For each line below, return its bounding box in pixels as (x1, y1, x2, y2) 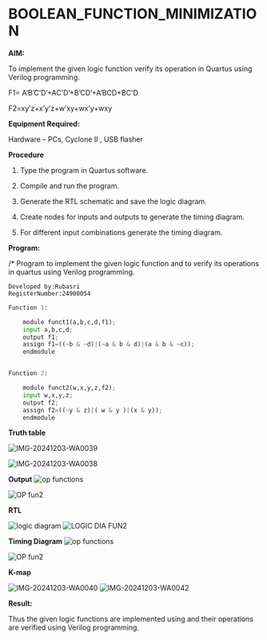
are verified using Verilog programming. (8, 622, 140, 633)
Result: (8, 598, 33, 609)
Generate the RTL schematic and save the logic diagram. (19, 196, 208, 206)
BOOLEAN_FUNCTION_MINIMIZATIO (8, 5, 257, 23)
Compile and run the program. (19, 181, 120, 191)
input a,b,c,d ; (22, 325, 74, 333)
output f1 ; (22, 333, 59, 341)
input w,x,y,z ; (22, 391, 74, 399)
